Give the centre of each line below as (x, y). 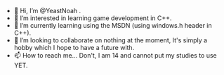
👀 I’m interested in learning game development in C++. (93, 18)
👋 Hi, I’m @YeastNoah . (47, 11)
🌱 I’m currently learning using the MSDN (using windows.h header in (113, 25)
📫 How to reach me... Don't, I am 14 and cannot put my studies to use (115, 55)
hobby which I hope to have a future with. (74, 48)
